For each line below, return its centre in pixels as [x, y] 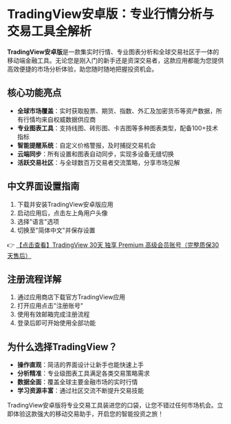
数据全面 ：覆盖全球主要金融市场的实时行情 [77, 382]
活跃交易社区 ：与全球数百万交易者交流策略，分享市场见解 [98, 162]
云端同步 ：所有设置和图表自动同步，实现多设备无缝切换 [95, 154]
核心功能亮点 [34, 93]
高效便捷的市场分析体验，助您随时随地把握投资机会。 [82, 69]
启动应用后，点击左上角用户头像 [62, 213]
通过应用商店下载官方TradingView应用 [71, 297]
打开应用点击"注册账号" [50, 306]
